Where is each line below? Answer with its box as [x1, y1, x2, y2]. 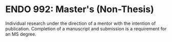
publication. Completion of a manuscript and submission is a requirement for [5, 25, 167, 31]
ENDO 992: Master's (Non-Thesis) [5, 4, 155, 15]
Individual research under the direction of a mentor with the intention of [5, 20, 156, 26]
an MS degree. [5, 31, 37, 37]
